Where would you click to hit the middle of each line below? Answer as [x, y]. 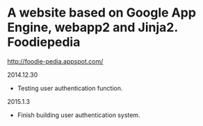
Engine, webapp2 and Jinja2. [93, 27]
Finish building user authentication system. [79, 115]
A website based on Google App [102, 13]
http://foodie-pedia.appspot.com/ [55, 61]
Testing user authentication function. [70, 88]
